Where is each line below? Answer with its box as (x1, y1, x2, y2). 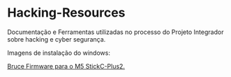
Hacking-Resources (7, 5, 126, 21)
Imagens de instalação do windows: (7, 49, 110, 57)
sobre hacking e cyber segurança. (7, 35, 106, 43)
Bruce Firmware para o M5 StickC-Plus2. (7, 62, 126, 70)
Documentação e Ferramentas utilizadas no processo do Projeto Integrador (7, 28, 224, 36)
